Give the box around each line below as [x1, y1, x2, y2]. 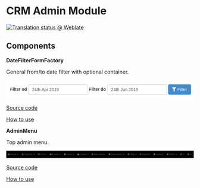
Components [6, 41, 55, 51]
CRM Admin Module [6, 4, 107, 18]
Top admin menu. [6, 138, 49, 146]
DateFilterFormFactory [6, 56, 64, 63]
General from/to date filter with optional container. [6, 68, 129, 75]
